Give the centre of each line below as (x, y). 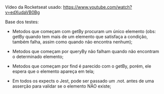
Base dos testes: (22, 22)
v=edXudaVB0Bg (23, 12)
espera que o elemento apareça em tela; (53, 71)
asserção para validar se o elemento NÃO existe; (62, 86)
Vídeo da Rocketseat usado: (34, 7)
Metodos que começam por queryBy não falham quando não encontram (85, 51)
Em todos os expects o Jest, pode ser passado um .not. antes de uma (83, 81)
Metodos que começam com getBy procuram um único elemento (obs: (84, 31)
